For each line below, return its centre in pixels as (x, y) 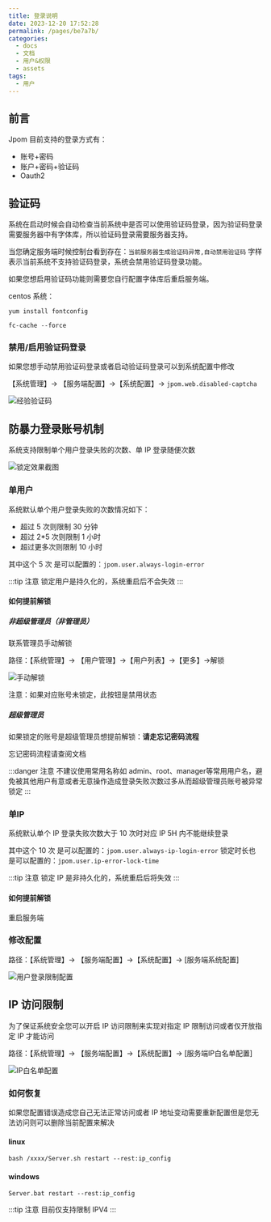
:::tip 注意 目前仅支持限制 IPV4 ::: (63, 1210)
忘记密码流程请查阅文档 (47, 754)
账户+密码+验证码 (50, 167)
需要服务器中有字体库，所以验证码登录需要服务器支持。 (100, 235)
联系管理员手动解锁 (40, 643)
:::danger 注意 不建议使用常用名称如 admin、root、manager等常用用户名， (132, 771)
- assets (30, 69)
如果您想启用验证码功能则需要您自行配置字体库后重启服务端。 (111, 279)
